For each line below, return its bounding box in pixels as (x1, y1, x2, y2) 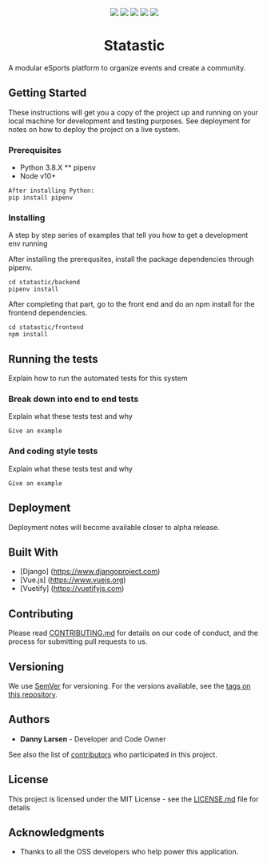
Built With (8, 545, 58, 559)
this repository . (8, 689, 58, 699)
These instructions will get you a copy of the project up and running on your (8, 107, 258, 117)
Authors (8, 713, 50, 726)
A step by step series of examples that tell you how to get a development (8, 231, 249, 240)
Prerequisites (8, 144, 62, 155)
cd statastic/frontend (8, 323, 84, 332)
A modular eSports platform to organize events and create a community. (8, 62, 246, 72)
